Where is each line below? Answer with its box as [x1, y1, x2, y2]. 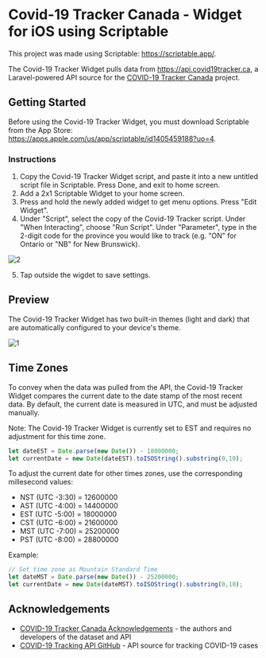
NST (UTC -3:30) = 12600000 [19, 493, 118, 502]
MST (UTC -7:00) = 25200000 [19, 527, 120, 536]
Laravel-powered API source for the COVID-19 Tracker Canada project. [8, 72, 241, 82]
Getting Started [8, 95, 87, 109]
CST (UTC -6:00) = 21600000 [19, 518, 118, 528]
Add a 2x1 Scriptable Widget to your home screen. [19, 189, 185, 198]
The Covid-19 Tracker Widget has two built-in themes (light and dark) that [8, 314, 250, 324]
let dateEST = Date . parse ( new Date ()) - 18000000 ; [8, 447, 179, 455]
